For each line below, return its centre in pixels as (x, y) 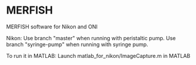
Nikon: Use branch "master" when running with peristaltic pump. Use (91, 38)
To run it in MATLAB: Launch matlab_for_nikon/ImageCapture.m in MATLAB (98, 56)
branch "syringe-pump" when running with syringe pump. (77, 44)
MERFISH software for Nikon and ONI (52, 27)
